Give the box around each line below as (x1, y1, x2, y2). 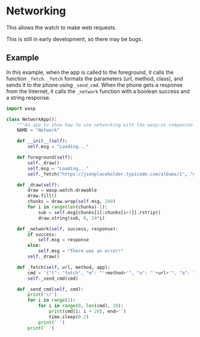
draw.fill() (27, 193, 58, 199)
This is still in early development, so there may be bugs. (6, 35, 143, 42)
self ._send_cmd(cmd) (27, 276, 79, 282)
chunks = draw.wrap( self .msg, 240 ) (27, 199, 116, 205)
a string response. (6, 94, 51, 101)
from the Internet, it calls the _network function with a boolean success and (6, 88, 190, 95)
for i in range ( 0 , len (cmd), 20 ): (37, 303, 124, 309)
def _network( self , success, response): (17, 225, 118, 232)
